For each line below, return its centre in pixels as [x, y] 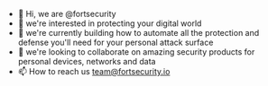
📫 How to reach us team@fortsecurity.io [94, 71]
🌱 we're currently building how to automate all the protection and [139, 33]
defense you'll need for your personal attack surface [116, 42]
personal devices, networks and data [87, 61]
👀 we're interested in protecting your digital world [110, 23]
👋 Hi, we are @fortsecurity [67, 14]
